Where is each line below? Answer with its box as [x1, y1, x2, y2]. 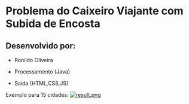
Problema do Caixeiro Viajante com [5, 4, 184, 18]
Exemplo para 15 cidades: [5, 91, 69, 98]
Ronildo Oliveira [14, 57, 53, 63]
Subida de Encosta [5, 17, 100, 30]
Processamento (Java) [14, 68, 70, 75]
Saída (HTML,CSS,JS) [14, 79, 69, 87]
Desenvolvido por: [5, 41, 76, 51]
